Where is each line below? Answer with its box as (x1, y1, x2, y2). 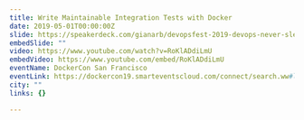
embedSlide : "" (9, 38, 67, 48)
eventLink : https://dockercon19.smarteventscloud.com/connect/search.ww (9, 72, 290, 81)
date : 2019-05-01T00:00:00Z (9, 22, 116, 31)
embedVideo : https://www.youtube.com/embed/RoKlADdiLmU (9, 55, 224, 64)
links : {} (9, 88, 47, 97)
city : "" (9, 80, 43, 89)
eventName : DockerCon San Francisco (9, 64, 147, 73)
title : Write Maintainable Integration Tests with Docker (9, 13, 233, 23)
